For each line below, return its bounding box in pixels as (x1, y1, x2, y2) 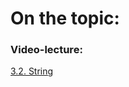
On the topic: (10, 7, 120, 30)
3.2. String (10, 65, 54, 77)
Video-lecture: (10, 43, 83, 57)
